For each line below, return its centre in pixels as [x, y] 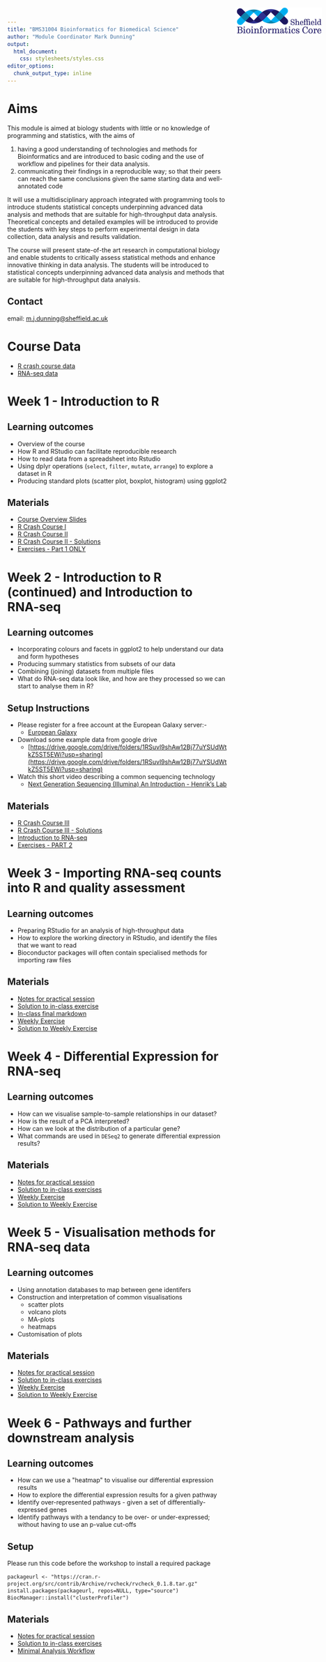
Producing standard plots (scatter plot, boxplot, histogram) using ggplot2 [122, 481]
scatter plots [46, 1305]
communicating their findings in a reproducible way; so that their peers [119, 171]
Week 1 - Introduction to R [83, 401]
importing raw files [44, 960]
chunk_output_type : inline [53, 74]
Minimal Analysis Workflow [56, 1651]
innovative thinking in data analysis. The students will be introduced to [108, 265]
